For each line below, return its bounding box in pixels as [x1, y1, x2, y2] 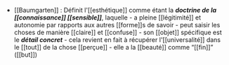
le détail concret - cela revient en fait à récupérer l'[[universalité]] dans [13, 36, 221, 44]
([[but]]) [13, 50, 37, 59]
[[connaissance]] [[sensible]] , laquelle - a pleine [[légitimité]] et [13, 13, 202, 22]
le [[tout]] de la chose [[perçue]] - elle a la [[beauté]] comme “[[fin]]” [13, 43, 214, 51]
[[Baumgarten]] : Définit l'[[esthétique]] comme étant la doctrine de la [13, 6, 217, 14]
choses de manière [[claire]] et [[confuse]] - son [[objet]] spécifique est [13, 28, 223, 36]
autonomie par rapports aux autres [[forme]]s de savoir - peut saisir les [13, 21, 221, 29]
